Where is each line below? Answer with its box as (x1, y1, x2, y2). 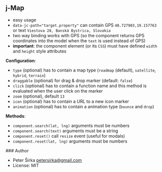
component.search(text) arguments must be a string (12, 127, 118, 134)
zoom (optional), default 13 (12, 93, 65, 99)
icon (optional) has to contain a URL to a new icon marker (12, 98, 129, 104)
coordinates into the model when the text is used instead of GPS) (12, 38, 146, 44)
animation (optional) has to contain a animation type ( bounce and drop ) (12, 103, 154, 109)
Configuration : (5, 57, 36, 63)
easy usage (12, 17, 36, 23)
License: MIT (12, 162, 39, 168)
